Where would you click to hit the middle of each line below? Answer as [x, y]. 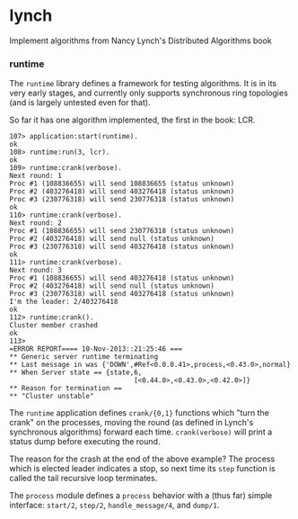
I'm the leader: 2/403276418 [64, 302]
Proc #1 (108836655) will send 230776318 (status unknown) [122, 231]
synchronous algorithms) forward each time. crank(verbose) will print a [141, 432]
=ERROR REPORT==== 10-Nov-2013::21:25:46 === [96, 349]
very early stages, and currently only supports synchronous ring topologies [149, 93]
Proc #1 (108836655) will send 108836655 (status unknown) [122, 184]
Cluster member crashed [54, 326]
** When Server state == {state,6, [76, 373]
